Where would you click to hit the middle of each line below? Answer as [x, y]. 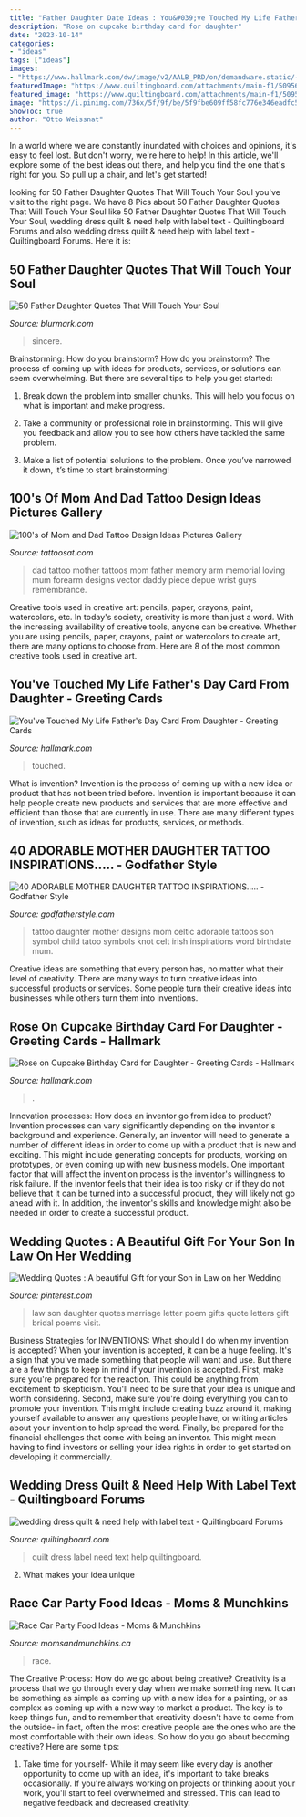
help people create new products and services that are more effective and [149, 803]
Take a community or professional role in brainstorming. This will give [153, 423]
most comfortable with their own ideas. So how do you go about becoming [149, 1736]
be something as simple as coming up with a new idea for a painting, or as [149, 1698]
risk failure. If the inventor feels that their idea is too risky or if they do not [147, 1184]
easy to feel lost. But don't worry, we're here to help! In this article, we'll [144, 155]
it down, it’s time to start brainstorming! [96, 470]
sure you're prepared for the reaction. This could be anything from [134, 1379]
